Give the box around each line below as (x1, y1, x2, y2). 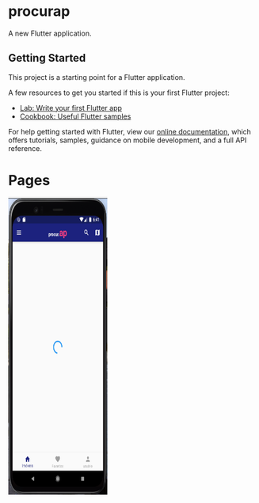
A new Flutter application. (8, 28, 92, 38)
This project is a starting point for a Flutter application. (8, 72, 185, 81)
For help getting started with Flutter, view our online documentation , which (8, 127, 252, 136)
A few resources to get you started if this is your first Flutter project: (8, 88, 230, 97)
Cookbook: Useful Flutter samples (19, 112, 131, 121)
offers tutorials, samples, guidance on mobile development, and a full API (8, 135, 247, 145)
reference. (8, 143, 42, 153)
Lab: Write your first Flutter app (19, 103, 123, 112)
